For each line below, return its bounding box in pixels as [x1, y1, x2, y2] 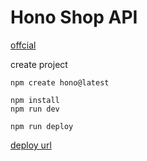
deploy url [10, 139, 52, 151]
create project [10, 58, 68, 70]
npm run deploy [10, 121, 74, 131]
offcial [10, 39, 37, 51]
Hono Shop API [10, 6, 138, 29]
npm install [10, 95, 60, 105]
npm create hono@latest [10, 77, 110, 88]
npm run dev [10, 104, 60, 114]
